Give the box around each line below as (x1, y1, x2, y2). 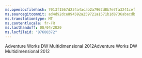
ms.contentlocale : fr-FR (5, 20, 55, 26)
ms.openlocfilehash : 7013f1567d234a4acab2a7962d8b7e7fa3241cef (5, 7, 136, 12)
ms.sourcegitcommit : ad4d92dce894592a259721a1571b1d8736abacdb (5, 12, 136, 17)
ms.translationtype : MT (5, 16, 53, 21)
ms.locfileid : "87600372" (5, 30, 57, 35)
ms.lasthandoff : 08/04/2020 (5, 25, 62, 30)
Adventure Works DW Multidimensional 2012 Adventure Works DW (5, 43, 137, 49)
